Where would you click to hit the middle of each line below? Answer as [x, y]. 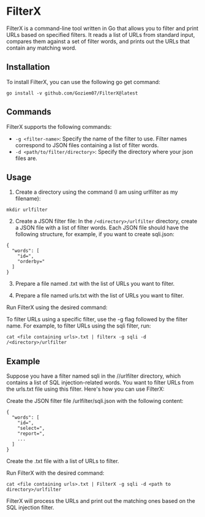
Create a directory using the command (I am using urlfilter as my [97, 192]
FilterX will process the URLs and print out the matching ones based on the [101, 501]
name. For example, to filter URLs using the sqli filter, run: [79, 326]
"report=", [31, 434]
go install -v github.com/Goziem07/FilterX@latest [72, 93]
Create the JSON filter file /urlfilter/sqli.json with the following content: [95, 401]
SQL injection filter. [30, 508]
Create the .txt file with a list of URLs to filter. [63, 461]
